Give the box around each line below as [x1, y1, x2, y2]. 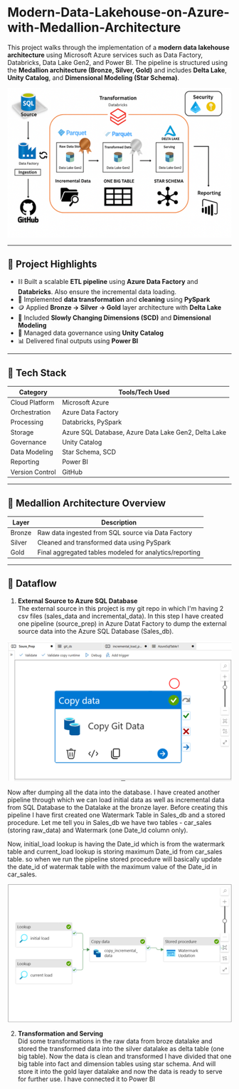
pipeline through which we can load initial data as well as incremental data [7, 796, 225, 804]
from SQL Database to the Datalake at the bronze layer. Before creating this [7, 804, 228, 812]
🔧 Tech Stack [7, 367, 67, 379]
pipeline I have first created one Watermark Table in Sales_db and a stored [7, 811, 225, 819]
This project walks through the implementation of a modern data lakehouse [7, 43, 230, 51]
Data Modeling [10, 447, 53, 457]
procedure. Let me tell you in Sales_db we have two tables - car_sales [7, 819, 212, 827]
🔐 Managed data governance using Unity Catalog [17, 329, 164, 338]
